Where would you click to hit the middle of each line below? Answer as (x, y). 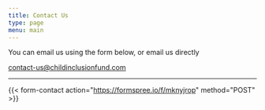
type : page (26, 23)
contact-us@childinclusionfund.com (67, 68)
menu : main (26, 30)
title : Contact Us (38, 15)
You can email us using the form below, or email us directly (104, 53)
